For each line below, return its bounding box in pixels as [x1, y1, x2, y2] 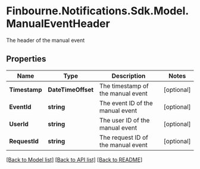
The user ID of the [99, 116, 150, 124]
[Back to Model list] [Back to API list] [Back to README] [6, 156, 143, 163]
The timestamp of [99, 82, 149, 90]
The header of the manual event [6, 36, 85, 44]
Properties [6, 54, 46, 64]
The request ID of [99, 133, 149, 142]
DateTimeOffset [48, 85, 94, 94]
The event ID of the [99, 99, 153, 107]
